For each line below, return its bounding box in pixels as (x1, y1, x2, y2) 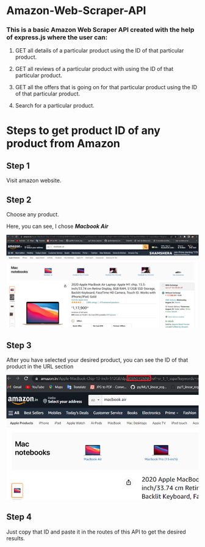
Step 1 (6, 161, 31, 171)
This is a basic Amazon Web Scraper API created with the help (6, 26, 195, 34)
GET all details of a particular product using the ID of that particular (15, 47, 184, 54)
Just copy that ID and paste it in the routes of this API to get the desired (6, 528, 186, 535)
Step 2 (6, 194, 32, 205)
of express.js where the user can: (6, 33, 108, 42)
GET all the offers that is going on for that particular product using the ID (15, 84, 197, 91)
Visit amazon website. (6, 177, 62, 184)
